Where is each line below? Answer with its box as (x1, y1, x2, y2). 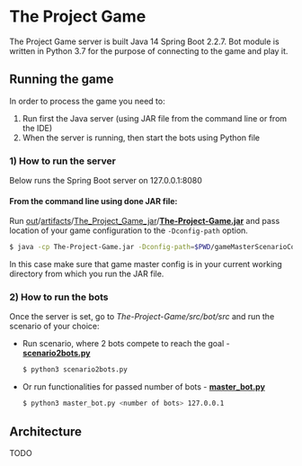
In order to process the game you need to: (9, 95, 165, 106)
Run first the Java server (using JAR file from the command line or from (22, 112, 288, 123)
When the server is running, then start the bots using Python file (22, 132, 261, 143)
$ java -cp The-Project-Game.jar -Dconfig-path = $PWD (9, 243, 211, 252)
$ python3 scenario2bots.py (22, 365, 128, 374)
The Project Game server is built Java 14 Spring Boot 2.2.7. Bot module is (9, 36, 280, 47)
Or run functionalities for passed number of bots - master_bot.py (22, 381, 265, 392)
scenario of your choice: (9, 321, 101, 332)
